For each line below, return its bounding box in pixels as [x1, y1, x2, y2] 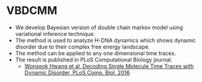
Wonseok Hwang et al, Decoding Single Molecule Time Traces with [24, 62, 194, 70]
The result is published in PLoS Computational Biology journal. [15, 56, 173, 63]
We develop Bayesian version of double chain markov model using [15, 24, 184, 31]
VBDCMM [6, 4, 58, 18]
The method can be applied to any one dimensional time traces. [15, 49, 176, 56]
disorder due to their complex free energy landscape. [15, 43, 150, 50]
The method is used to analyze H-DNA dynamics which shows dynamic [15, 36, 196, 44]
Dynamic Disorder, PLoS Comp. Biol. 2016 [24, 69, 130, 76]
